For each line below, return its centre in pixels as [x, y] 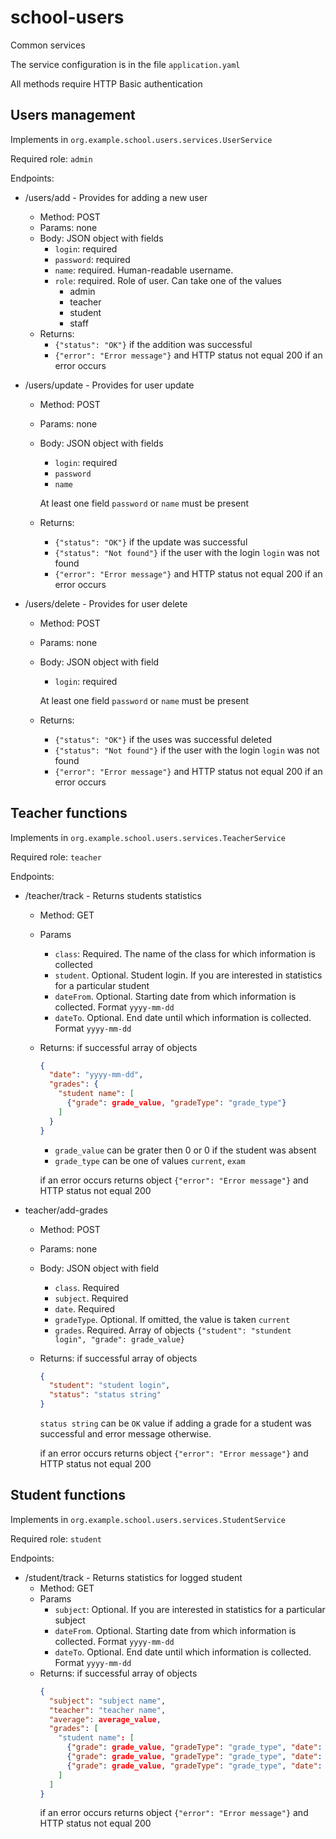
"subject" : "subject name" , [107, 1701]
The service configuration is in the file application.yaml [125, 64]
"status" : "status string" [105, 1395]
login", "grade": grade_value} [119, 1339]
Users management [73, 115]
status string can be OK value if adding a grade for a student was [175, 1423]
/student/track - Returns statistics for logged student [133, 1577]
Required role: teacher [56, 857]
